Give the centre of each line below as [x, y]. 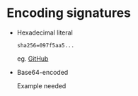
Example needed [41, 85]
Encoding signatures [69, 13]
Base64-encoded [42, 72]
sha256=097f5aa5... [46, 45]
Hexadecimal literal [45, 32]
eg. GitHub [33, 59]
